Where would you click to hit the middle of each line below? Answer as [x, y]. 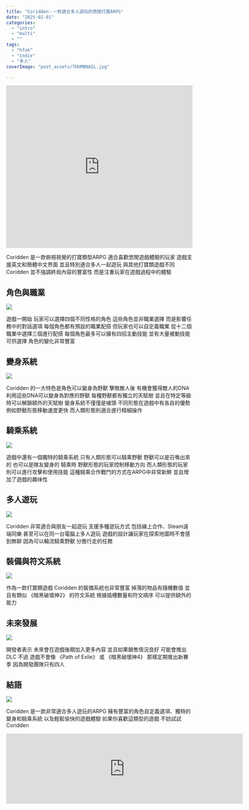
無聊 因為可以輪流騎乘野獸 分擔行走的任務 [62, 541]
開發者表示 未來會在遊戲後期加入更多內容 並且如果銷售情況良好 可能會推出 [96, 650]
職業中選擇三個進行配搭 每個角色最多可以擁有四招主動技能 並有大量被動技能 [98, 334]
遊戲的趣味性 [32, 479]
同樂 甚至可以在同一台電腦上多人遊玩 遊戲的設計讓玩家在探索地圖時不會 [98, 534]
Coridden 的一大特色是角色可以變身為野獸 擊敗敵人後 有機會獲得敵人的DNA [98, 388]
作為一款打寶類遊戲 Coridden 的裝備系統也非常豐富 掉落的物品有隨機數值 [95, 588]
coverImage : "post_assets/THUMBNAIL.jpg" [58, 67]
